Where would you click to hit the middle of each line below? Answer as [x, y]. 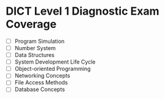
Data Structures [34, 55]
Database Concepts [40, 89]
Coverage [31, 24]
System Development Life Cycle [55, 62]
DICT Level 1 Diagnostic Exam [82, 11]
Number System [35, 48]
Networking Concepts [42, 76]
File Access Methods [41, 82]
